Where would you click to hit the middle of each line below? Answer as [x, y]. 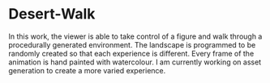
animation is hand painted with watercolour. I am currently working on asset [135, 62]
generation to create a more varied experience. [87, 70]
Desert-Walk [52, 14]
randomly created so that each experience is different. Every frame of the [131, 53]
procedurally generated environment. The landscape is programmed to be [132, 44]
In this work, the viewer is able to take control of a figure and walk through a [135, 36]
